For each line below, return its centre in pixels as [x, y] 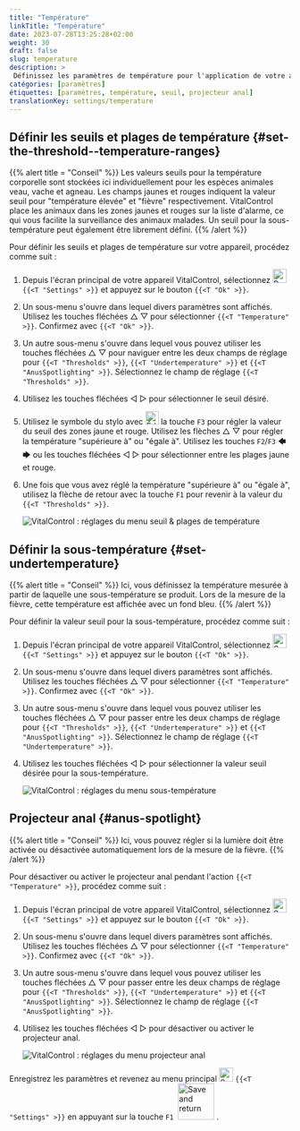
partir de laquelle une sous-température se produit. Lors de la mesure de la [147, 595]
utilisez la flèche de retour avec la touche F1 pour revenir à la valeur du [152, 494]
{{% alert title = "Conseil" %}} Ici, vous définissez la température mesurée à [149, 585]
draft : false [33, 51]
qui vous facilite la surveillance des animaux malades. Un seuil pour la [137, 220]
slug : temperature [43, 59]
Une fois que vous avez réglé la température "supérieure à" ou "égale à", [156, 485]
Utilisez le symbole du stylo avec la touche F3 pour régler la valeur [152, 422]
